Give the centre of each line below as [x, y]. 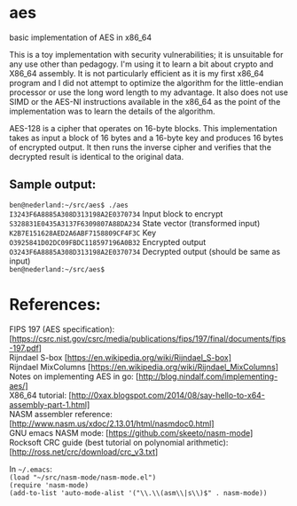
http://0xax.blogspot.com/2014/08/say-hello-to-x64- [168, 395]
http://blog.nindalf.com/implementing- [208, 376]
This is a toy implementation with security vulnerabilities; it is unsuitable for [146, 54]
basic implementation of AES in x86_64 [81, 37]
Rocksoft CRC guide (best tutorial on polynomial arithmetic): [119, 442]
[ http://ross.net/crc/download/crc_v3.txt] [84, 452]
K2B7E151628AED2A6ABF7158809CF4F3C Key [83, 233]
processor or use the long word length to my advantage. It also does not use [149, 92]
